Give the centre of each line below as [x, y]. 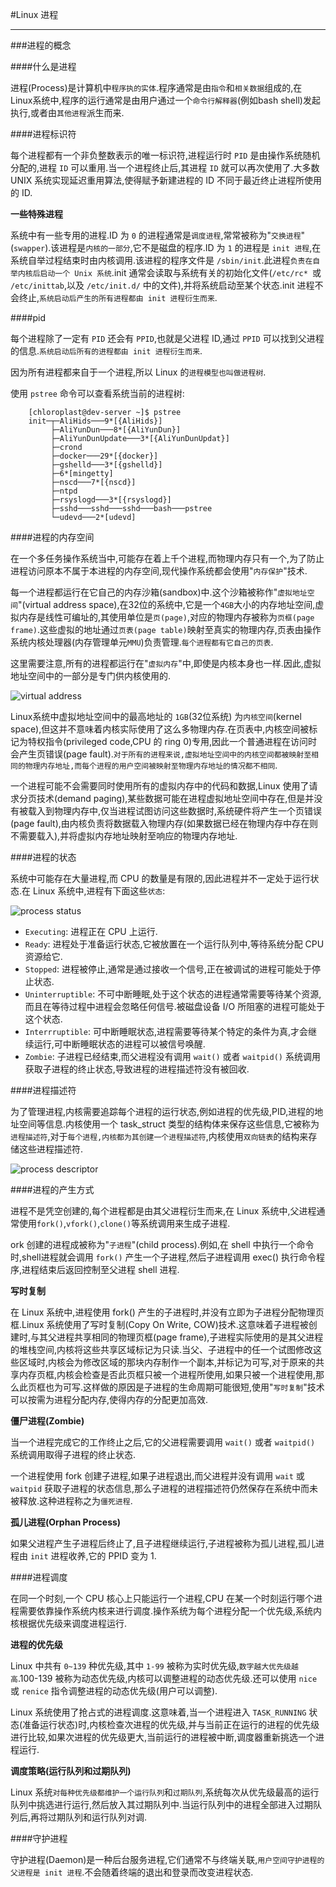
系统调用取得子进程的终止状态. [73, 1454]
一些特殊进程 [36, 214]
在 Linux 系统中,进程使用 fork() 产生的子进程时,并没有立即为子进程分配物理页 [167, 1312]
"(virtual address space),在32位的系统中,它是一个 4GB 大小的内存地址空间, [166, 604]
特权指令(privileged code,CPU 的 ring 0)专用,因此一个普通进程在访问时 [172, 741]
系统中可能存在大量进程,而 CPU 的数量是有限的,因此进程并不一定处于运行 [160, 878]
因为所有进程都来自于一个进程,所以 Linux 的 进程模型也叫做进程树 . [138, 372]
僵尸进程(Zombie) [47, 1421]
